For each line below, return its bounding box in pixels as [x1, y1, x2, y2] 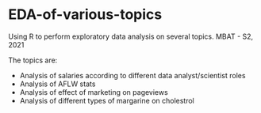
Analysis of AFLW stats [19, 79, 96, 89]
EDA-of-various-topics [8, 6, 163, 24]
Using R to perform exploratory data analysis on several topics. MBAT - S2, [8, 32, 254, 41]
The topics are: [8, 55, 58, 65]
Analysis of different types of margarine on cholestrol [19, 96, 194, 105]
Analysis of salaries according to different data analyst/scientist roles [19, 70, 246, 80]
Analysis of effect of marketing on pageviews [19, 87, 168, 96]
